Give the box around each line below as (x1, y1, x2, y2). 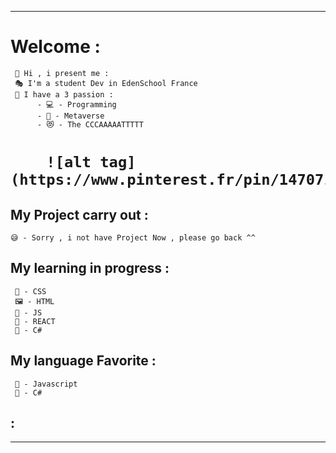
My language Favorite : (10, 352, 157, 370)
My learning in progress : (10, 260, 170, 277)
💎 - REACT (14, 316, 56, 326)
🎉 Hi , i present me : (14, 68, 110, 78)
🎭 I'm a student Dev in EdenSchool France (14, 78, 198, 88)
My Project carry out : (10, 206, 149, 223)
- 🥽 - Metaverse (36, 111, 105, 121)
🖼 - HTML (14, 296, 55, 306)
